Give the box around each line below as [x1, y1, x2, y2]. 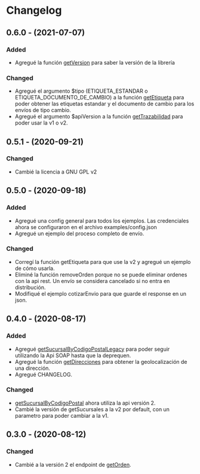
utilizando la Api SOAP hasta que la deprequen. [14, 351, 131, 359]
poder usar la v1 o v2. [14, 119, 68, 126]
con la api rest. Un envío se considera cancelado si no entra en [14, 277, 170, 284]
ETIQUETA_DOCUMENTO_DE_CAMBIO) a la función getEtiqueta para [14, 94, 184, 101]
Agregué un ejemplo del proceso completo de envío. [14, 230, 144, 237]
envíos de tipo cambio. [14, 107, 72, 114]
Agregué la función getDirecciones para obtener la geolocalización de [14, 358, 187, 365]
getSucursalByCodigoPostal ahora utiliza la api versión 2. [14, 399, 156, 406]
